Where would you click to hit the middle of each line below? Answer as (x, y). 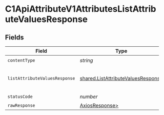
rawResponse (21, 105)
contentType (21, 60)
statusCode (20, 96)
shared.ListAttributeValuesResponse (121, 78)
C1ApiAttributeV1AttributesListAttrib (81, 9)
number (89, 96)
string (87, 60)
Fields (15, 37)
